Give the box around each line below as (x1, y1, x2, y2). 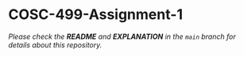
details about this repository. (8, 40, 103, 49)
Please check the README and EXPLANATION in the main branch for (8, 32, 236, 41)
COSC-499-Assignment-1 (8, 6, 184, 24)
